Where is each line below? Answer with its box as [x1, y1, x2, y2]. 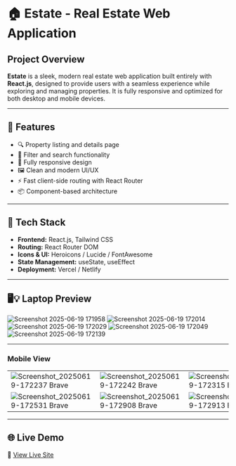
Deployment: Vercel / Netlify [17, 265, 101, 273]
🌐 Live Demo [7, 432, 65, 444]
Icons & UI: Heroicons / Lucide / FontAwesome [17, 250, 153, 259]
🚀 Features [7, 121, 55, 134]
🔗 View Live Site [7, 451, 54, 459]
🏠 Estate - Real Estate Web [7, 6, 171, 22]
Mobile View [7, 354, 51, 364]
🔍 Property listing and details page [17, 140, 119, 148]
